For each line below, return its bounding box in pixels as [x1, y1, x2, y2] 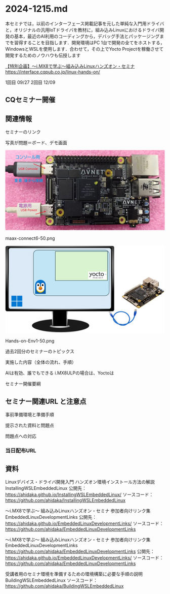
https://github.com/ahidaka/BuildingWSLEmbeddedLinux [5, 583, 124, 589]
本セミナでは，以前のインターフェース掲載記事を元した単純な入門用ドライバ [5, 20, 164, 26]
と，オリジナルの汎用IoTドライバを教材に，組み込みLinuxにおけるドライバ [5, 26, 160, 33]
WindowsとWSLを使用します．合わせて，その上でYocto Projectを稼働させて [5, 46, 164, 52]
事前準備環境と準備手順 [5, 412, 54, 418]
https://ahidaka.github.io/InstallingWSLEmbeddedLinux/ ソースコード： [5, 491, 154, 497]
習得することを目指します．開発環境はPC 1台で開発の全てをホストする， [14, 39, 165, 46]
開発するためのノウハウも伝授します [5, 52, 81, 58]
